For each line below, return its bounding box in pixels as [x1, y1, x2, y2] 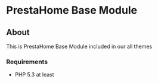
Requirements [6, 58, 48, 66]
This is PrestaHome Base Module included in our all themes [6, 43, 153, 50]
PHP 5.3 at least [14, 71, 55, 78]
